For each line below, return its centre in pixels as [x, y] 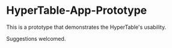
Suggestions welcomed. [36, 38]
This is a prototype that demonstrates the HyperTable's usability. [86, 27]
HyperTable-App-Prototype [77, 10]
